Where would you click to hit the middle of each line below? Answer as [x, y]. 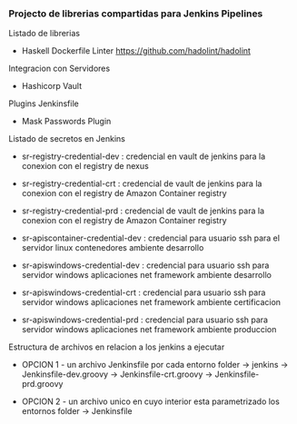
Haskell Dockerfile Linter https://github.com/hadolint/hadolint [136, 51]
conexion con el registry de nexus [85, 166]
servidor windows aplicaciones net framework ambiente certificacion [151, 302]
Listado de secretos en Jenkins [67, 139]
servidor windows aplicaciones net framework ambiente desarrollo [146, 275]
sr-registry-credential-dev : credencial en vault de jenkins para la [144, 156]
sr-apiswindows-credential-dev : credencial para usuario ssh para [145, 265]
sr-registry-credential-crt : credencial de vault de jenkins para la [142, 183]
